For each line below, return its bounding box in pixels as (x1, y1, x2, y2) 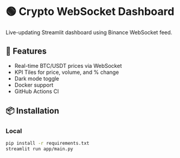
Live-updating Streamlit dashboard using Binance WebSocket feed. (5, 28, 173, 36)
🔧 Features (5, 46, 47, 56)
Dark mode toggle (14, 74, 60, 82)
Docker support (14, 81, 54, 88)
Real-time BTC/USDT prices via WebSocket (14, 62, 122, 69)
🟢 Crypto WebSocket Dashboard (5, 5, 175, 19)
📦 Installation (5, 106, 60, 116)
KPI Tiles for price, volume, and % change (14, 68, 119, 76)
